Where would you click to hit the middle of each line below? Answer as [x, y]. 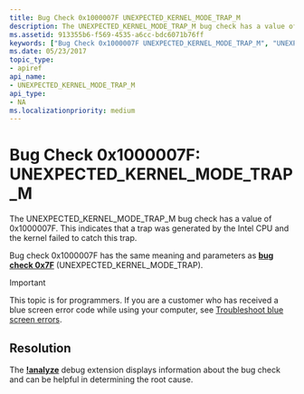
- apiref [26, 69]
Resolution [40, 348]
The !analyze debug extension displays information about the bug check [145, 370]
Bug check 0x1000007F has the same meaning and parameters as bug [142, 255]
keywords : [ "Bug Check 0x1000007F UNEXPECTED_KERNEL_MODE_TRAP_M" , [139, 43]
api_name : [28, 77]
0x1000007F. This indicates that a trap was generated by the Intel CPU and [149, 228]
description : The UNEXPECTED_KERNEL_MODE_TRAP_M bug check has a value [147, 26]
